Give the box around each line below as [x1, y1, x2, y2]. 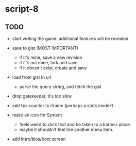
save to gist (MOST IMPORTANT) [12, 45, 79, 51]
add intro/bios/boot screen [12, 136, 66, 142]
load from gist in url [12, 74, 51, 80]
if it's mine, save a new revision [19, 55, 83, 60]
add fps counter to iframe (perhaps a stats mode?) [12, 103, 113, 108]
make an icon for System [12, 112, 62, 118]
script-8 [5, 3, 39, 15]
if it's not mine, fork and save [19, 60, 78, 65]
